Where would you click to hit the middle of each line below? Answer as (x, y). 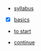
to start (22, 31)
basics (22, 19)
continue (24, 42)
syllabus (24, 8)
